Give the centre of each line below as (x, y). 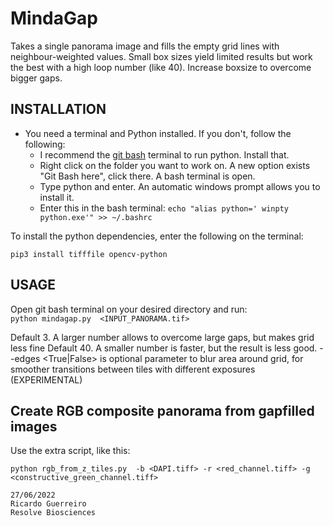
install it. (57, 197)
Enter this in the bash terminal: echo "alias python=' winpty (164, 208)
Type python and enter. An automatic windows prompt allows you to (180, 186)
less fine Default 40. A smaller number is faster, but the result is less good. (164, 348)
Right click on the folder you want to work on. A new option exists (175, 165)
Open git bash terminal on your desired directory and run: (129, 309)
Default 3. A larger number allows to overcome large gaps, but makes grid (162, 337)
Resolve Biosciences (53, 513)
